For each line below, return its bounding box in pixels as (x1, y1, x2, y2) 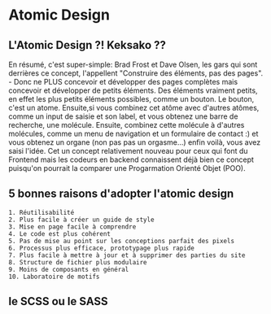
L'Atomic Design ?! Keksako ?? (8, 38, 167, 52)
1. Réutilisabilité (8, 208, 75, 216)
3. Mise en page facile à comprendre (8, 222, 137, 231)
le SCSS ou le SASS (8, 294, 108, 308)
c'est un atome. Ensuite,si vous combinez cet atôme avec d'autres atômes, (8, 103, 260, 112)
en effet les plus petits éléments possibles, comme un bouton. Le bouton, (8, 94, 255, 103)
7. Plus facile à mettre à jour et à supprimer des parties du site (8, 251, 246, 259)
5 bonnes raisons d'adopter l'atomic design (8, 187, 234, 201)
